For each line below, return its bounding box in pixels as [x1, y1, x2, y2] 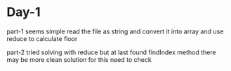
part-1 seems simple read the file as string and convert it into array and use [6, 27, 224, 35]
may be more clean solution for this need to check [6, 55, 152, 63]
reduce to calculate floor [6, 34, 78, 42]
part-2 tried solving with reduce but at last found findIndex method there [6, 48, 216, 56]
